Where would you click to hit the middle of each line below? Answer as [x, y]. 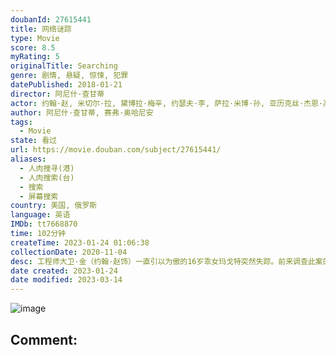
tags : [21, 122]
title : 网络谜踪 [41, 29]
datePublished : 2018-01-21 [66, 85]
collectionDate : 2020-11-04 [69, 252]
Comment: [44, 339]
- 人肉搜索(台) [47, 177]
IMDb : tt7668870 [44, 224]
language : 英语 [40, 215]
